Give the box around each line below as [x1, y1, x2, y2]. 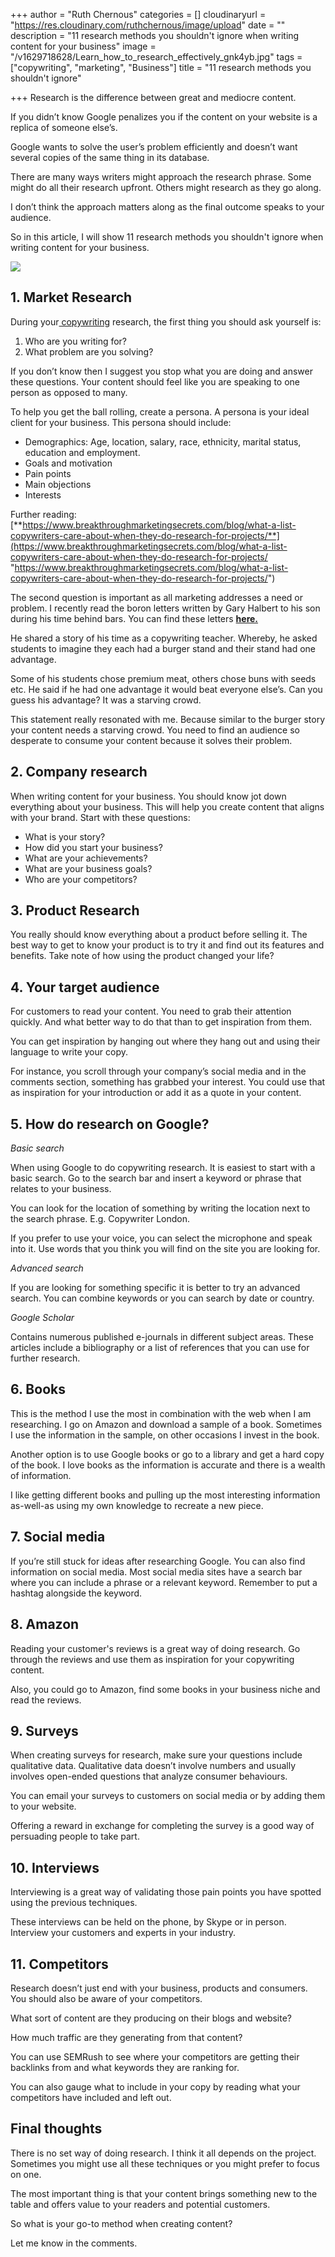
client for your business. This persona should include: [10, 416, 232, 428]
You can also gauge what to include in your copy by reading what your [10, 2080, 301, 2093]
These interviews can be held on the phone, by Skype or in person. [10, 1916, 287, 1928]
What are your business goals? [24, 862, 153, 874]
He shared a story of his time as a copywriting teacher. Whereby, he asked [10, 632, 318, 644]
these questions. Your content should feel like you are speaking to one [10, 375, 300, 388]
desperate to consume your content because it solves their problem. [10, 734, 293, 746]
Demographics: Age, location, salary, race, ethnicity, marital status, [24, 435, 302, 448]
